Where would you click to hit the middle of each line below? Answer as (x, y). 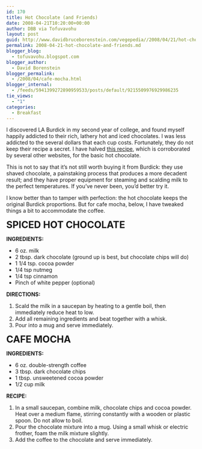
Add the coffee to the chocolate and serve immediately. (84, 440)
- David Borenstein (36, 68)
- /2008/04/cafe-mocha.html (47, 79)
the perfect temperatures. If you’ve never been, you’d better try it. (88, 186)
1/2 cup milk (30, 385)
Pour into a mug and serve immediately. (64, 325)
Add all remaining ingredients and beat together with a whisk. (91, 319)
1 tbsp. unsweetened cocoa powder (59, 378)
